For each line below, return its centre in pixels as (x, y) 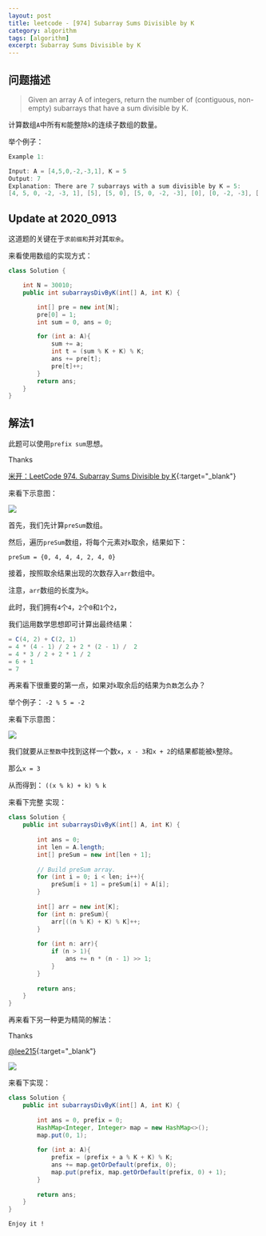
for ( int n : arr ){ (67, 944)
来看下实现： (29, 1083)
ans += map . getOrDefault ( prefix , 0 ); (114, 1165)
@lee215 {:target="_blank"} (52, 1051)
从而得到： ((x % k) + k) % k (57, 786)
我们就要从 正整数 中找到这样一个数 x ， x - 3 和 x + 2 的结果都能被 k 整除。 (123, 751)
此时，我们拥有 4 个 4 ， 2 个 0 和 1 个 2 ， (65, 607)
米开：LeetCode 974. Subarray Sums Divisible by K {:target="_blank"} (122, 476)
